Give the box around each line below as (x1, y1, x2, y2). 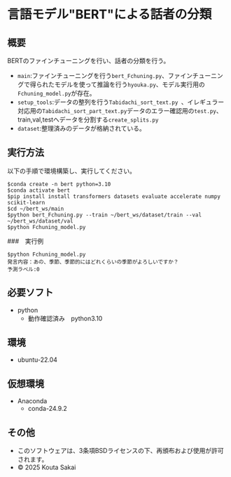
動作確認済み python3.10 (27, 314, 103, 322)
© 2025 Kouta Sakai (17, 463, 76, 471)
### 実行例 (7, 237, 44, 245)
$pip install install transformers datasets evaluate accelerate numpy (7, 192, 220, 200)
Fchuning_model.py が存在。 (17, 89, 96, 97)
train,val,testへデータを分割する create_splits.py (17, 115, 159, 124)
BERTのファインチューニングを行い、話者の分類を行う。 (7, 57, 170, 65)
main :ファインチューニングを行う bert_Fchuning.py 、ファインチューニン (17, 72, 224, 79)
